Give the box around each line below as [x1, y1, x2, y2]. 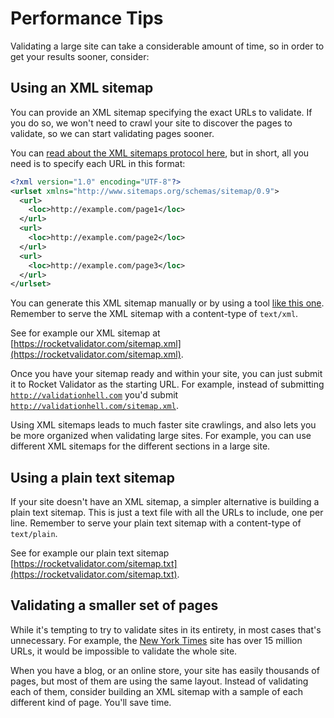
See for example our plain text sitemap [10, 547, 170, 559]
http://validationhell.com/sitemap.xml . [10, 400, 179, 412]
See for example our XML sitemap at [10, 327, 161, 339]
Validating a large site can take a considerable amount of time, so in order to [10, 40, 325, 52]
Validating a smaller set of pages [10, 597, 219, 614]
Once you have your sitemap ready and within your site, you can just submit [10, 368, 323, 380]
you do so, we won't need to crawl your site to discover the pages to [10, 117, 293, 129]
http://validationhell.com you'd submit [10, 389, 179, 401]
